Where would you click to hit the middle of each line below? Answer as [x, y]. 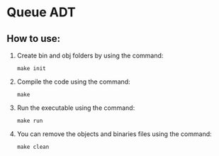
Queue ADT [41, 12]
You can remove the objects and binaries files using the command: [114, 134]
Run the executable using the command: [76, 108]
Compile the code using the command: [73, 82]
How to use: [34, 39]
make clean [33, 147]
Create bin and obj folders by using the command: [90, 55]
